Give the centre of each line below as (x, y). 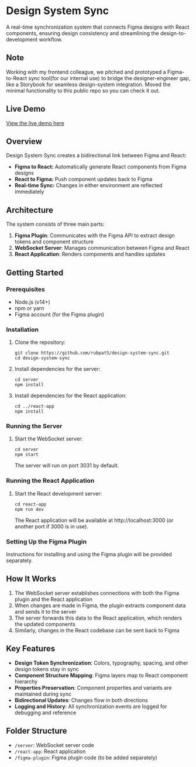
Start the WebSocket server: (49, 439)
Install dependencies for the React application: (71, 395)
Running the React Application (50, 481)
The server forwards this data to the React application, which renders (98, 618)
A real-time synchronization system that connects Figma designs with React (98, 27)
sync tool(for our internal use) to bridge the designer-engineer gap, (109, 78)
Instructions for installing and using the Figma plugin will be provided (89, 555)
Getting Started (35, 272)
